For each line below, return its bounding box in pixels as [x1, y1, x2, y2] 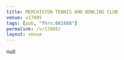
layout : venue [6, 32, 43, 38]
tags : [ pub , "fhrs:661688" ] [6, 20, 78, 26]
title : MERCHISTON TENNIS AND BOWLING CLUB [6, 8, 119, 15]
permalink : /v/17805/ [6, 25, 61, 32]
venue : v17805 [6, 15, 43, 21]
